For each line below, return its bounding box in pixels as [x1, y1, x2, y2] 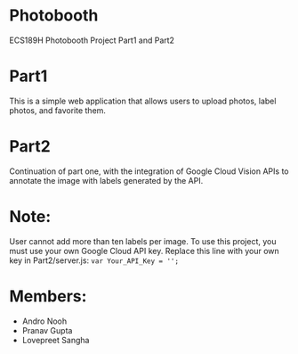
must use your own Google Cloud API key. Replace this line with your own [9, 245, 279, 256]
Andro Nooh [21, 316, 68, 326]
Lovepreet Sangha [21, 334, 90, 345]
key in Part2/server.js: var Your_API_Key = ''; [9, 255, 180, 266]
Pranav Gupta [21, 325, 73, 335]
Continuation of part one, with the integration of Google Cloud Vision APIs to [9, 166, 289, 177]
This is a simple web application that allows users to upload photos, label [9, 95, 277, 106]
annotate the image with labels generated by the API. [9, 175, 204, 185]
